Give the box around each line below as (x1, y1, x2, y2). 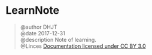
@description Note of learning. (20, 36, 96, 43)
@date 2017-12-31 (20, 29, 65, 36)
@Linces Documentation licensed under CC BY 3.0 (20, 42, 146, 50)
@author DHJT (20, 23, 57, 30)
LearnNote (5, 4, 60, 17)
